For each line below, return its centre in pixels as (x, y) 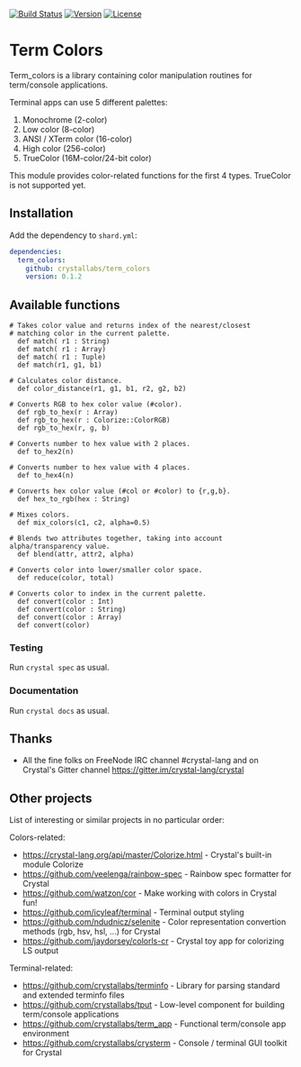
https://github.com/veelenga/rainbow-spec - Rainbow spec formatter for (157, 874)
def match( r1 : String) (64, 342)
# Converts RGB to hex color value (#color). (96, 405)
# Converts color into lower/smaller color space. (106, 570)
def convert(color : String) (72, 610)
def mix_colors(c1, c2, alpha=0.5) (84, 523)
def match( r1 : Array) (62, 350)
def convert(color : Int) (66, 602)
